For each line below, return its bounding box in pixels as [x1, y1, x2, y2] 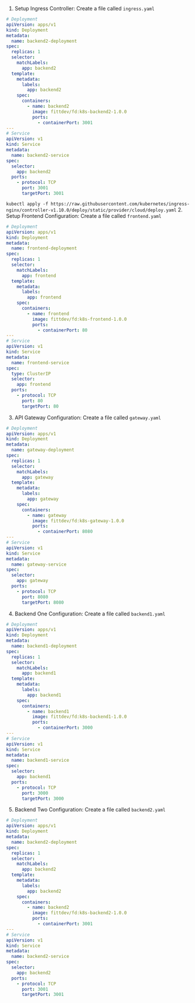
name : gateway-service [11, 562, 67, 567]
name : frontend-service [11, 360, 69, 365]
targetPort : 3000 [21, 796, 64, 802]
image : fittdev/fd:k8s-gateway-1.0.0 [32, 518, 125, 523]
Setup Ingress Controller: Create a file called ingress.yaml [14, 5, 155, 12]
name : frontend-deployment [11, 245, 77, 251]
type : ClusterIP [11, 371, 51, 376]
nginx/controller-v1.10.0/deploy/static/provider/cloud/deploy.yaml [6, 207, 177, 213]
